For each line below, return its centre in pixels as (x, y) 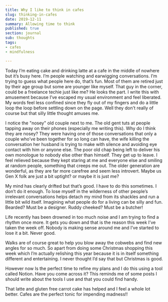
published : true (22, 29)
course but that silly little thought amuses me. (52, 113)
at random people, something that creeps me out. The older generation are (82, 166)
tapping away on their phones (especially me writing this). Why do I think (80, 128)
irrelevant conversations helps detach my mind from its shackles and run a (82, 197)
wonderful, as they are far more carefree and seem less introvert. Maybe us (83, 171)
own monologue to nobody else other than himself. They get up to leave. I (81, 155)
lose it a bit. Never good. (31, 233)
